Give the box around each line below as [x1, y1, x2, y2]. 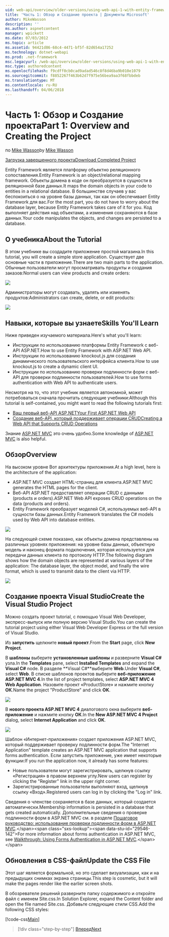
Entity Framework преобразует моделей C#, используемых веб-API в [12, 506, 161, 512]
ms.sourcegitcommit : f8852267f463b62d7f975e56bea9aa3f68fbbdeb [5, 73, 141, 78]
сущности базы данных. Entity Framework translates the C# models [12, 511, 153, 517]
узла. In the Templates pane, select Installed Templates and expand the [5, 660, 155, 666]
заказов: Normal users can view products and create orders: [5, 270, 130, 276]
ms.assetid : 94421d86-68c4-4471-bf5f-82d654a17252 [5, 45, 114, 50]
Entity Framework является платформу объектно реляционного [5, 167, 141, 173]
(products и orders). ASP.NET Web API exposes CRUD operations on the [12, 495, 162, 501]
